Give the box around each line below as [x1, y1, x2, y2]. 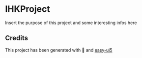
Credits [5, 34, 28, 42]
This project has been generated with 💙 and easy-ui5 [5, 47, 113, 53]
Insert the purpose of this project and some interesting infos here [5, 20, 137, 26]
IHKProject [5, 3, 50, 15]
